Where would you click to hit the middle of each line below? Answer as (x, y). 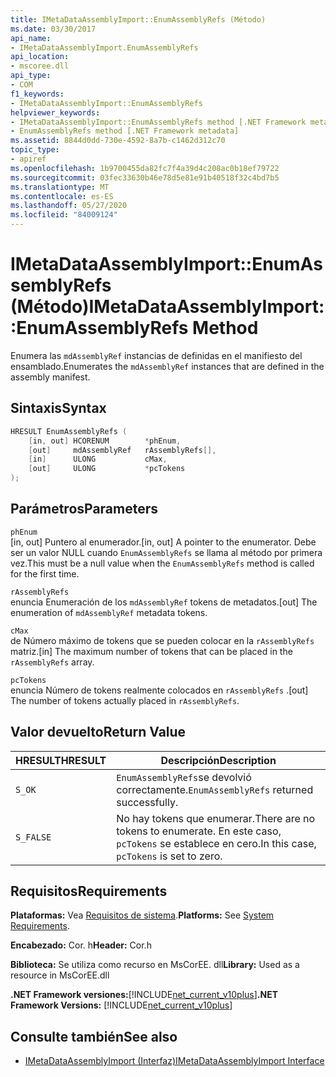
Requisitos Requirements (89, 891)
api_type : (31, 76)
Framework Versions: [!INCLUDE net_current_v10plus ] (121, 1005)
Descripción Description (218, 760)
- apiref (28, 159)
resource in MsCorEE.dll (60, 975)
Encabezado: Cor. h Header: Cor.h (81, 945)
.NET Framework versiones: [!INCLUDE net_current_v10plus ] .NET (144, 995)
